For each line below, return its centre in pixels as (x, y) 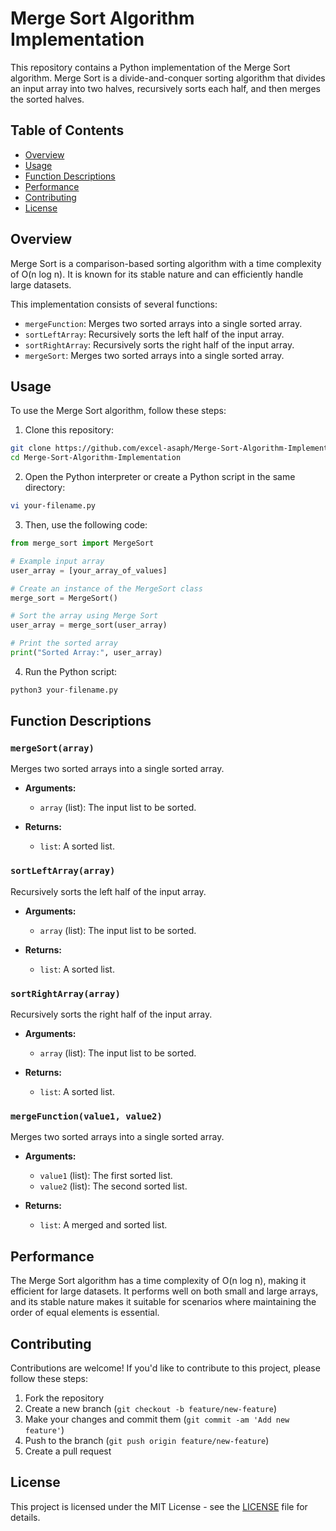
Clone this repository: (69, 430)
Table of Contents (67, 130)
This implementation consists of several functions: (114, 304)
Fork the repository (64, 1398)
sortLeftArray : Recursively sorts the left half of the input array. (154, 334)
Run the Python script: (71, 671)
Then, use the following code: (86, 525)
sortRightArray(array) (65, 993)
